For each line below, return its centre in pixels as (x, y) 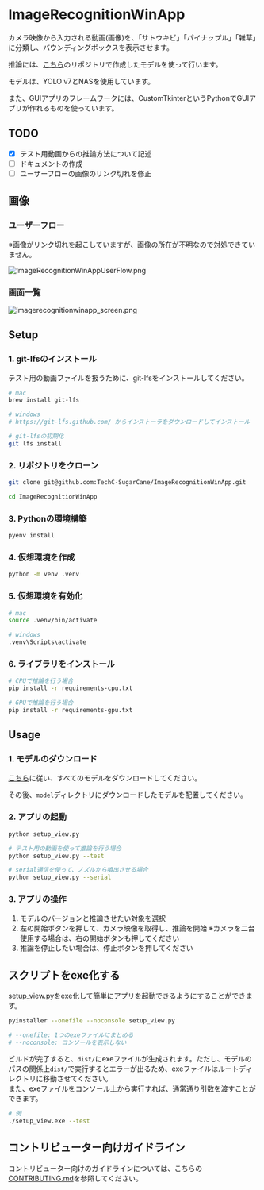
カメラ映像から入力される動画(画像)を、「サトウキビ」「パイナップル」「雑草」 (132, 37)
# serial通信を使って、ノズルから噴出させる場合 (78, 870)
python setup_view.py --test (56, 856)
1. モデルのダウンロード (53, 759)
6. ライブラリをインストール (61, 664)
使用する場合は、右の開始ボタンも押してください (99, 938)
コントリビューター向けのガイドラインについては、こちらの (105, 1168)
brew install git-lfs (44, 400)
